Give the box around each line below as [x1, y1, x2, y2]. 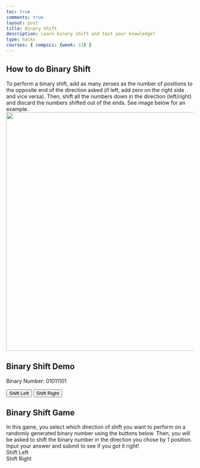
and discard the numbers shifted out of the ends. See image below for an [6, 99, 186, 106]
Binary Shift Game [6, 407, 75, 418]
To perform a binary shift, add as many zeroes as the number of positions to [6, 80, 193, 87]
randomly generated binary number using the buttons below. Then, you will [6, 430, 190, 437]
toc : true [6, 8, 31, 15]
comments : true [6, 14, 44, 20]
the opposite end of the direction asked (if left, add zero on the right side [6, 86, 185, 93]
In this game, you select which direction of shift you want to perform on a [6, 423, 186, 430]
